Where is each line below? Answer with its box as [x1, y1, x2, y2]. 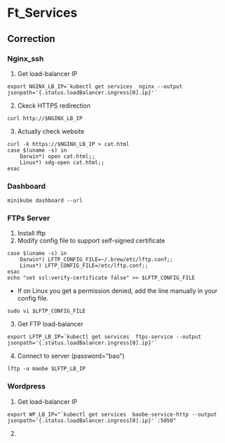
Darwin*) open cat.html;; [20, 152, 96, 160]
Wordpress [7, 382, 46, 391]
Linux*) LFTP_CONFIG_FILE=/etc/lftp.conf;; [20, 262, 149, 270]
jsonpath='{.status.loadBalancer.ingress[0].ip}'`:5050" [7, 417, 177, 424]
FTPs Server [7, 213, 50, 223]
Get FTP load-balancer [17, 320, 84, 328]
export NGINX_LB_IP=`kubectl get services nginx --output [7, 82, 183, 90]
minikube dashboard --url [7, 197, 82, 204]
